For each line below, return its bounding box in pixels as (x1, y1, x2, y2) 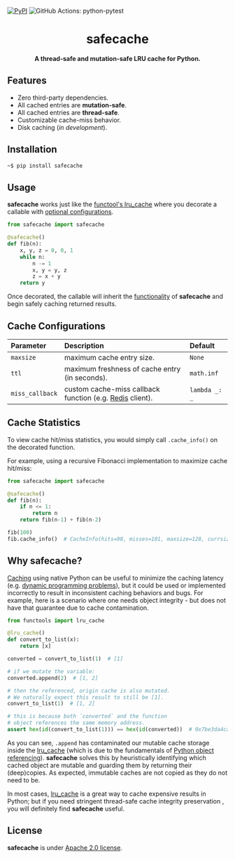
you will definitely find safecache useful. (7, 804, 124, 813)
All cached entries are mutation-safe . (17, 100, 127, 109)
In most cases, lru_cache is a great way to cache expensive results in (7, 790, 206, 798)
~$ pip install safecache (7, 162, 83, 169)
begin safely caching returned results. (7, 300, 117, 308)
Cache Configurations (7, 320, 106, 332)
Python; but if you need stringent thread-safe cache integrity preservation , (7, 797, 225, 805)
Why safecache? (7, 555, 83, 567)
